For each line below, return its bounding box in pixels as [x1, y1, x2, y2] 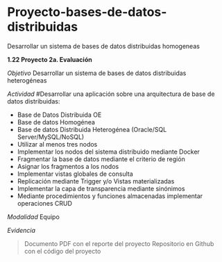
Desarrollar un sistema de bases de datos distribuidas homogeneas [7, 42, 200, 50]
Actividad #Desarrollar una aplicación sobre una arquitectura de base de [7, 90, 215, 98]
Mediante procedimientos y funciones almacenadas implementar [17, 192, 203, 200]
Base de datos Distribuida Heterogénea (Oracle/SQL [17, 125, 167, 133]
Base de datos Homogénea [17, 117, 96, 126]
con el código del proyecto [24, 247, 101, 255]
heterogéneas [7, 76, 47, 84]
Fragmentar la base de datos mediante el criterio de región [17, 154, 185, 163]
